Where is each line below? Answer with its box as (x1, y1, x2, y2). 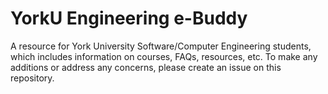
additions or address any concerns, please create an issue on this (10, 61, 282, 73)
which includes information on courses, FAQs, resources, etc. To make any (10, 50, 318, 62)
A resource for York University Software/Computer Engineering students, (10, 40, 312, 52)
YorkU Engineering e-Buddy (10, 7, 248, 30)
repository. (10, 72, 55, 84)
